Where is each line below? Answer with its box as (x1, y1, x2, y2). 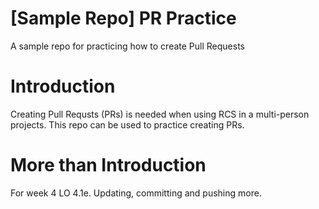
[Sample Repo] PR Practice (10, 7, 237, 30)
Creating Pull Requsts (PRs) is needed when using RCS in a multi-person (10, 108, 310, 120)
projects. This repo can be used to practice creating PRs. (10, 118, 245, 131)
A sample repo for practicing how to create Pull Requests (10, 40, 245, 52)
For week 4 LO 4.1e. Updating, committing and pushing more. (10, 187, 262, 199)
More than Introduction (10, 154, 207, 177)
